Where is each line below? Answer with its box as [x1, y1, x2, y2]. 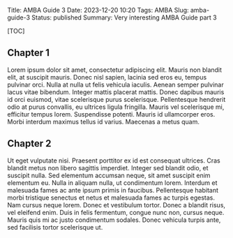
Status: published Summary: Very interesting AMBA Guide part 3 [31, 13, 218, 22]
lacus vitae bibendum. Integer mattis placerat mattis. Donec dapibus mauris [7, 87, 225, 96]
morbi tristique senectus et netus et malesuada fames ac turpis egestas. [7, 193, 215, 202]
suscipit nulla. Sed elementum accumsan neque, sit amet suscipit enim [7, 171, 211, 179]
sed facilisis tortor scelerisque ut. [7, 223, 103, 231]
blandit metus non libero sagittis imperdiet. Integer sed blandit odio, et [7, 163, 209, 172]
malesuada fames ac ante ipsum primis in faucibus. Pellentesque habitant [7, 186, 218, 194]
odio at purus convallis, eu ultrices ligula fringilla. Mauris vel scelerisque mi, [7, 103, 225, 111]
